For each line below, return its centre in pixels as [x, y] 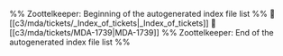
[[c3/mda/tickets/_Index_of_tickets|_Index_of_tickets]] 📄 [113, 23]
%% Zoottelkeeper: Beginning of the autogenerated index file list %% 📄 [142, 14]
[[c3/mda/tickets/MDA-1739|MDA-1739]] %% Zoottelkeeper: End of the [141, 32]
